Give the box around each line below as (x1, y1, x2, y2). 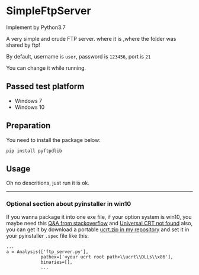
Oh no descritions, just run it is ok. (6, 179, 90, 187)
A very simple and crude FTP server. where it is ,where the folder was (6, 35, 176, 42)
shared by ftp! (6, 41, 40, 48)
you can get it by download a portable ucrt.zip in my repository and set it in (6, 226, 190, 233)
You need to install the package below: (6, 136, 101, 143)
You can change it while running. (6, 64, 86, 72)
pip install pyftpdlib (6, 148, 62, 154)
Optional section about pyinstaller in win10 (6, 200, 131, 208)
